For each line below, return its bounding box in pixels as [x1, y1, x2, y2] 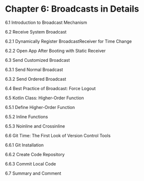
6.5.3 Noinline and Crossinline [5, 123, 65, 129]
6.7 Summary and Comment [5, 170, 62, 176]
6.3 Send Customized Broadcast [5, 57, 70, 63]
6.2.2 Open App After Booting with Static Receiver [5, 48, 106, 54]
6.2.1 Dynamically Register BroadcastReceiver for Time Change [5, 38, 132, 44]
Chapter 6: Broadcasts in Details [5, 3, 139, 15]
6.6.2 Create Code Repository [5, 151, 65, 157]
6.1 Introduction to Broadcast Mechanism [5, 19, 87, 25]
